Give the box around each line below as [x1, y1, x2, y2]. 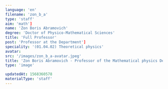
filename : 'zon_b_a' [5, 12, 48, 17]
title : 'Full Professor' [5, 35, 57, 40]
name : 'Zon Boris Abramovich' [5, 26, 68, 31]
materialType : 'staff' [5, 77, 52, 82]
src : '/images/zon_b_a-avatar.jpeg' [5, 53, 81, 59]
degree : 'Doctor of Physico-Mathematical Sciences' [5, 30, 115, 35]
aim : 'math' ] [5, 21, 32, 26]
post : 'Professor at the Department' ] [5, 40, 86, 45]
